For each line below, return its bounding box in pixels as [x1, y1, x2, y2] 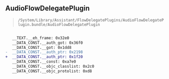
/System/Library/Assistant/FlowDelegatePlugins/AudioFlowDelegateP [17, 17, 164, 22]
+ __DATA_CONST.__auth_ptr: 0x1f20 [5, 55, 83, 60]
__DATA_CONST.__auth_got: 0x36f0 [12, 40, 83, 45]
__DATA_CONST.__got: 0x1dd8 [12, 45, 72, 50]
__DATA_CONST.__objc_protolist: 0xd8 [12, 68, 93, 73]
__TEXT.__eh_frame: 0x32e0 [12, 35, 70, 40]
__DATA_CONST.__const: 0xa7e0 [12, 59, 76, 64]
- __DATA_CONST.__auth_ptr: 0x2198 [5, 49, 83, 55]
